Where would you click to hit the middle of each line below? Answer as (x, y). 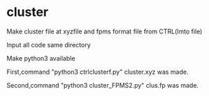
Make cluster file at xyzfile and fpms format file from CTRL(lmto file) (104, 31)
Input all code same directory (49, 45)
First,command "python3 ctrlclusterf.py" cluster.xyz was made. (98, 72)
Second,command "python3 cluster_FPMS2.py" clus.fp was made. (103, 85)
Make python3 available (41, 58)
